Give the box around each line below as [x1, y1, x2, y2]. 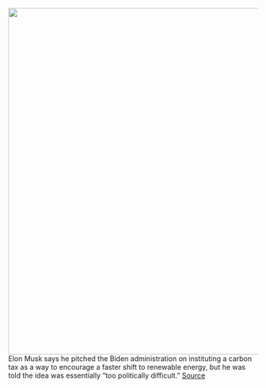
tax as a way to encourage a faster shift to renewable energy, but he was [8, 363, 246, 371]
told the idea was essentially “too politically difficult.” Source [8, 371, 206, 380]
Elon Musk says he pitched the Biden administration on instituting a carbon [8, 354, 252, 363]
